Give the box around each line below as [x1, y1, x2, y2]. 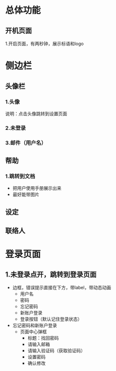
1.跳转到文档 [5, 173, 35, 180]
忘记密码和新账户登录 [12, 323, 57, 329]
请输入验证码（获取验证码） [27, 348, 86, 354]
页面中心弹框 [20, 329, 47, 335]
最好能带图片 [12, 191, 39, 197]
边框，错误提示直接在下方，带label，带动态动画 [12, 285, 111, 291]
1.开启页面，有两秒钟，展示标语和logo [5, 41, 84, 46]
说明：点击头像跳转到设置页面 [5, 111, 67, 117]
